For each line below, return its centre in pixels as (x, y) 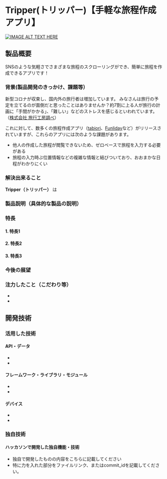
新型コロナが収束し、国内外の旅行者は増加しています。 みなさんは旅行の (80, 99)
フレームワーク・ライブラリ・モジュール (47, 375)
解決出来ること (23, 177)
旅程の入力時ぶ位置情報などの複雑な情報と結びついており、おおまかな (84, 158)
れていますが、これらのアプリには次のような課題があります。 (68, 135)
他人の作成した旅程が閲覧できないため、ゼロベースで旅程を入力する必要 (86, 145)
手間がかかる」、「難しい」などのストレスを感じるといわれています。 (88, 111)
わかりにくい (34, 164)
